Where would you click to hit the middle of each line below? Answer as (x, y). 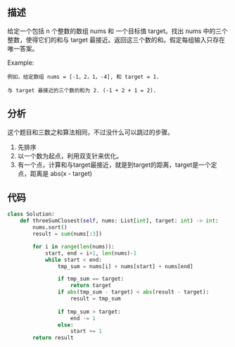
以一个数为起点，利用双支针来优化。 (70, 156)
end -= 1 (83, 318)
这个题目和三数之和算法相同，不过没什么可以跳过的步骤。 (90, 132)
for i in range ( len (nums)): (74, 246)
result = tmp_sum (95, 299)
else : (65, 325)
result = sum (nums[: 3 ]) (67, 234)
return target (91, 286)
